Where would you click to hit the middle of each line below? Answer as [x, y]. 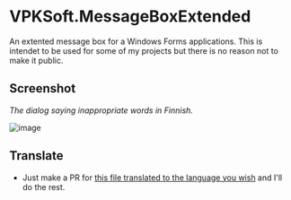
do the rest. [44, 187]
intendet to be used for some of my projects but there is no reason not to [144, 50]
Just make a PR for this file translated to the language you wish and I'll [152, 178]
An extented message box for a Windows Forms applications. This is [136, 41]
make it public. [36, 60]
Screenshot [43, 88]
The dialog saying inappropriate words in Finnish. [101, 110]
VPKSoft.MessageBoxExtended [130, 17]
